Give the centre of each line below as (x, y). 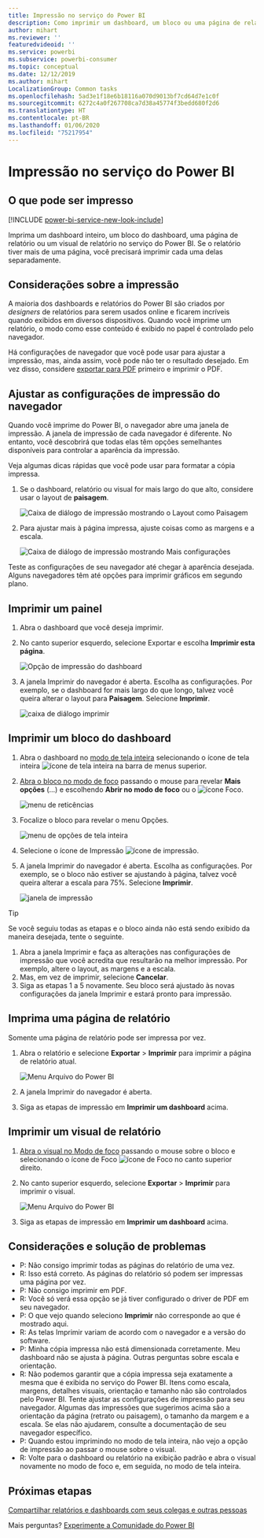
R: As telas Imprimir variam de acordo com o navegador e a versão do (132, 1332)
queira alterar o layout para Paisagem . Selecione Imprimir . (115, 699)
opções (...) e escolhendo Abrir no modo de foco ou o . (131, 789)
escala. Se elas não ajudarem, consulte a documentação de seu (123, 1425)
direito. (31, 1168)
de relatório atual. (48, 1061)
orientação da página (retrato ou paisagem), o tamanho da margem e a (134, 1416)
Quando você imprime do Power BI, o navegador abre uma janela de (119, 425)
